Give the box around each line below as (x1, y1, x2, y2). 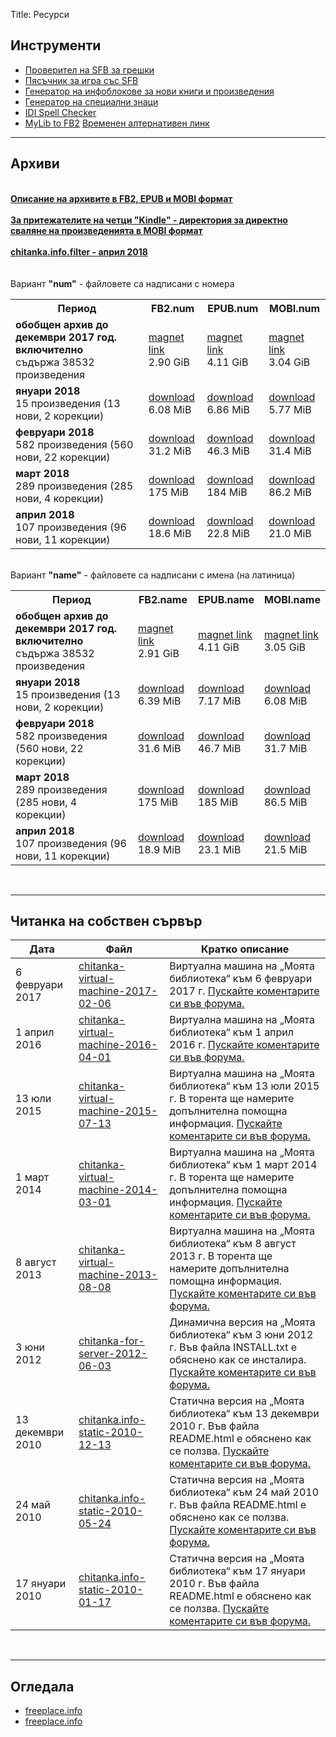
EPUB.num (207, 301, 259, 315)
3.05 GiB (263, 640, 306, 654)
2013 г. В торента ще (169, 1249, 273, 1263)
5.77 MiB (268, 402, 312, 416)
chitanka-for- (78, 1334, 145, 1348)
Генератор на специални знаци (24, 95, 159, 108)
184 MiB (206, 485, 248, 499)
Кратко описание (201, 942, 290, 956)
